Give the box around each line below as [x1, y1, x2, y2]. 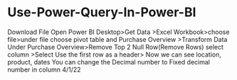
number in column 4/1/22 [7, 65, 81, 74]
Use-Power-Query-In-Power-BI [7, 4, 196, 21]
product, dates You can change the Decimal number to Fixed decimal [7, 57, 210, 66]
